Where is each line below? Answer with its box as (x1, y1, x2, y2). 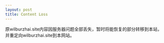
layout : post (5, 7, 32, 12)
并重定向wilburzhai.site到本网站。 (5, 32, 75, 38)
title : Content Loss (5, 12, 48, 17)
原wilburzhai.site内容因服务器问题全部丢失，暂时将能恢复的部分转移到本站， (5, 26, 162, 32)
